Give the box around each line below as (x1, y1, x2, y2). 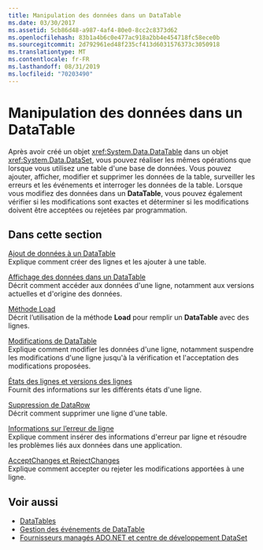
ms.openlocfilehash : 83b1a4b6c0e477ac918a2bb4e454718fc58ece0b (8, 33, 220, 42)
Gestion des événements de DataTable (19, 525, 146, 534)
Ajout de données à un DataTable (8, 249, 116, 258)
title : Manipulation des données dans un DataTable (8, 11, 181, 20)
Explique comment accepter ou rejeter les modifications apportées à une (8, 464, 245, 474)
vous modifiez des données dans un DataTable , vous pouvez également (8, 188, 243, 197)
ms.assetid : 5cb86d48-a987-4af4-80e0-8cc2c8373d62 (8, 26, 178, 34)
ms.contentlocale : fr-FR (8, 56, 90, 64)
